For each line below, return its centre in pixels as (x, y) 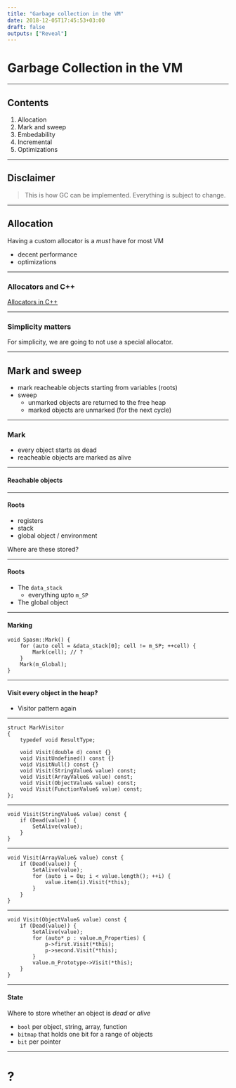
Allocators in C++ (33, 302)
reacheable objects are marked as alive (74, 458)
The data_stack (40, 587)
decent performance (47, 254)
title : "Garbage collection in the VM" (66, 14)
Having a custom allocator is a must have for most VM (85, 240)
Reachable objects (35, 480)
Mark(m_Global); (44, 665)
